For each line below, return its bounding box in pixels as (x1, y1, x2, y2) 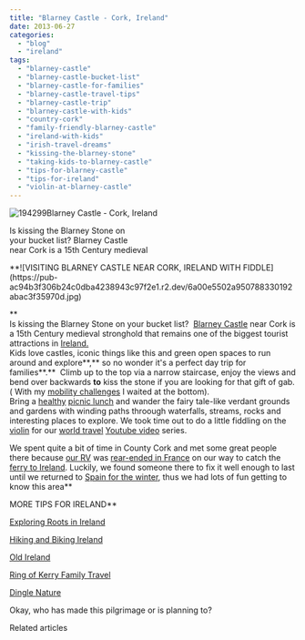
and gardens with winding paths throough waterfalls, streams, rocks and (9, 406, 281, 417)
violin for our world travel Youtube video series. (9, 425, 188, 436)
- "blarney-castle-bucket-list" (17, 73, 141, 82)
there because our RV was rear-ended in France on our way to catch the (9, 452, 281, 463)
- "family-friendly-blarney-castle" (17, 124, 157, 133)
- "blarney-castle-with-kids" (17, 107, 132, 116)
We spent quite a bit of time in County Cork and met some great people (9, 442, 278, 453)
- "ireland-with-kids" (17, 132, 104, 141)
